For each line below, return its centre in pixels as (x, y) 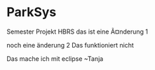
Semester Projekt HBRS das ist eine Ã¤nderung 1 (77, 31)
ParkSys (32, 12)
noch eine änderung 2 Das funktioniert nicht (70, 45)
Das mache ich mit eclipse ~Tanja (55, 58)
